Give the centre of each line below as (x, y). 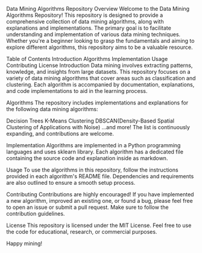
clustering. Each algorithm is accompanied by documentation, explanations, (100, 85)
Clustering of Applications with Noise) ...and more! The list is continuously (98, 127)
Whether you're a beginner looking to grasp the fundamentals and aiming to (100, 41)
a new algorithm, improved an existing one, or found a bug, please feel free (99, 201)
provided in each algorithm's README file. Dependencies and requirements (100, 176)
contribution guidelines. (36, 213)
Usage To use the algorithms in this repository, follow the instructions (93, 170)
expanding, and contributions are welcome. (60, 133)
